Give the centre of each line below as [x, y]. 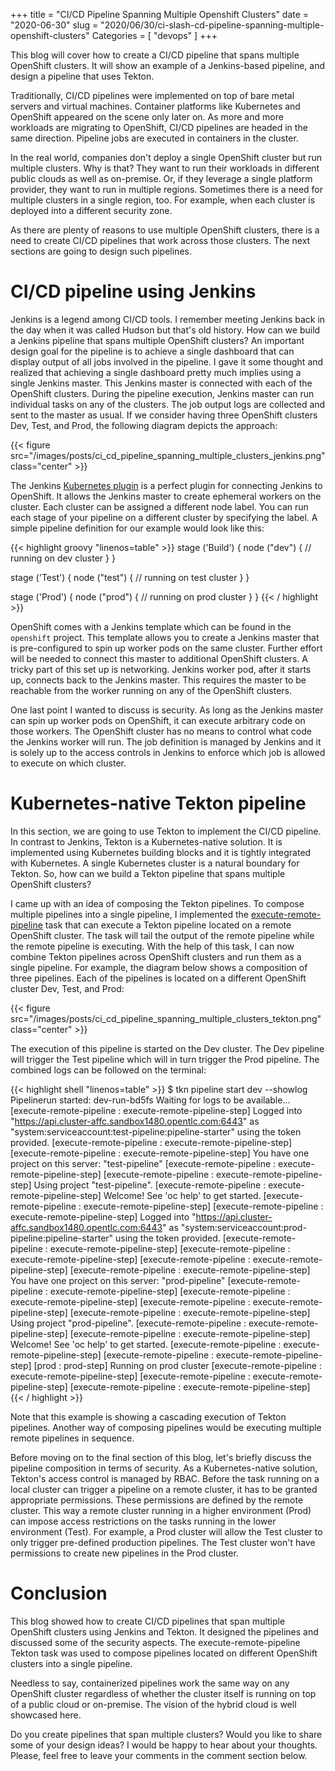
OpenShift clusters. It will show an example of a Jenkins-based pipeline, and [168, 65]
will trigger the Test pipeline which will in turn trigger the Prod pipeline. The [165, 1059]
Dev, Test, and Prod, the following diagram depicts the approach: [144, 425]
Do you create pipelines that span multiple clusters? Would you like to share [166, 1734]
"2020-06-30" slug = [54, 25]
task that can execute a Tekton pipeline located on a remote [168, 925]
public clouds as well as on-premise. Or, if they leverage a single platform [161, 178]
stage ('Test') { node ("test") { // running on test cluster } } [130, 577]
